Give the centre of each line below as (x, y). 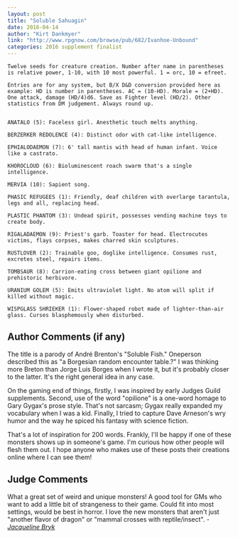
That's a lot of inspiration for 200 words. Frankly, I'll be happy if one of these (119, 434)
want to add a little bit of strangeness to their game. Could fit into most (111, 504)
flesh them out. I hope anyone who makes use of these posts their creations (118, 449)
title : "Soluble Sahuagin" (47, 21)
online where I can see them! (50, 457)
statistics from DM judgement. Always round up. (81, 104)
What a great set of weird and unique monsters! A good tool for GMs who (115, 496)
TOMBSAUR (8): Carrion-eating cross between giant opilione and (104, 271)
